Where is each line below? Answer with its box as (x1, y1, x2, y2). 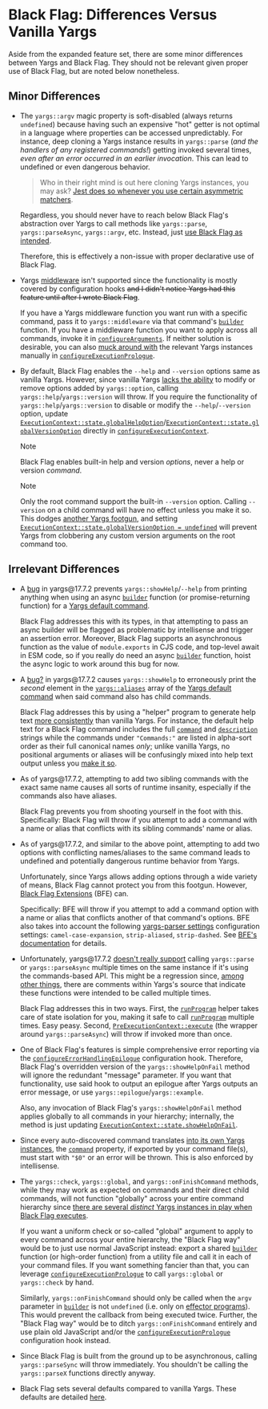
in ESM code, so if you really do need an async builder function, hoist (19, 650, 251, 660)
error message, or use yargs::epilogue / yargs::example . (19, 1087, 204, 1097)
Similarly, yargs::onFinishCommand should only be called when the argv (19, 1293, 252, 1302)
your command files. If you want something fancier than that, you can (19, 1260, 250, 1269)
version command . (19, 465, 82, 475)
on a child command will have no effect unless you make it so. (46, 505, 252, 514)
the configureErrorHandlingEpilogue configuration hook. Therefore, (19, 1053, 244, 1062)
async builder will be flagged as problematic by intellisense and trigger (19, 624, 254, 635)
